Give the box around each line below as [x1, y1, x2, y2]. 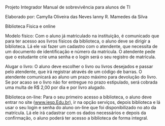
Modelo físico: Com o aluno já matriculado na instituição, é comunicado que [5, 33, 159, 39]
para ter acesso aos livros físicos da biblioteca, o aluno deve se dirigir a [5, 38, 151, 44]
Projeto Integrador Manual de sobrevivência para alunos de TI [5, 4, 131, 10]
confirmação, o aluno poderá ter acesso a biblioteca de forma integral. [5, 115, 149, 121]
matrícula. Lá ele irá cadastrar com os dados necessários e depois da [5, 110, 146, 116]
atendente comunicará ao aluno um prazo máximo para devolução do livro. [5, 74, 158, 80]
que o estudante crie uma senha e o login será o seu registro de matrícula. [5, 54, 156, 60]
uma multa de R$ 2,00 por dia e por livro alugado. [5, 84, 106, 90]
